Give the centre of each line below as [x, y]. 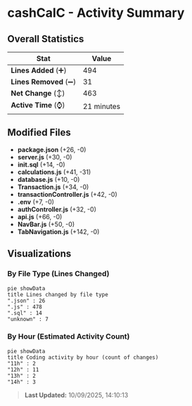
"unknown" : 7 [28, 319]
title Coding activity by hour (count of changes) [83, 357]
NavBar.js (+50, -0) [46, 224]
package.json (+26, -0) [52, 150]
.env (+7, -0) [36, 202]
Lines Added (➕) [39, 70]
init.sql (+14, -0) [41, 164]
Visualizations [39, 254]
